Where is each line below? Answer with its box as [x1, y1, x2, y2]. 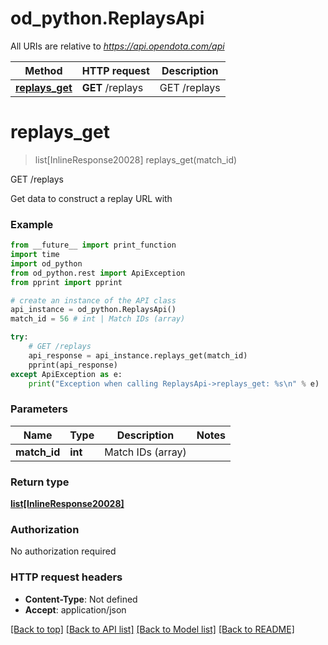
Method [24, 63, 63, 77]
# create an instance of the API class [10, 295, 177, 306]
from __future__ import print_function [10, 240, 177, 251]
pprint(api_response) [28, 360, 118, 370]
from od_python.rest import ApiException [10, 268, 186, 278]
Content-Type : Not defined [24, 593, 138, 605]
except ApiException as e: [10, 369, 123, 379]
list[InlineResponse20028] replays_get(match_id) [34, 153, 238, 166]
